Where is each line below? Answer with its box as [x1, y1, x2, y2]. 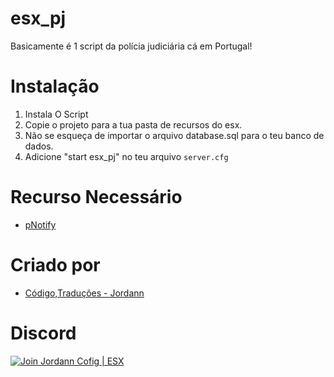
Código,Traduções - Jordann [24, 287, 145, 299]
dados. [24, 140, 54, 152]
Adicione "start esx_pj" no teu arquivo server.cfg [24, 150, 229, 162]
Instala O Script [24, 108, 89, 120]
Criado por [10, 254, 101, 276]
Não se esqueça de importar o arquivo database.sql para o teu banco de [24, 129, 325, 141]
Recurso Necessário [10, 186, 183, 209]
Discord [10, 322, 77, 344]
